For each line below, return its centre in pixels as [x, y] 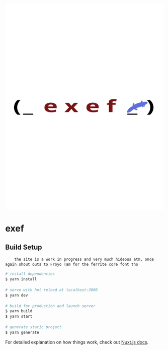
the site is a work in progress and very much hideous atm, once [84, 259]
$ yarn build [19, 311]
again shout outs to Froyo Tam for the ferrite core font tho [72, 265]
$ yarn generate [22, 332]
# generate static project [33, 327]
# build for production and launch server [50, 306]
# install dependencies [30, 274]
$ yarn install [21, 279]
